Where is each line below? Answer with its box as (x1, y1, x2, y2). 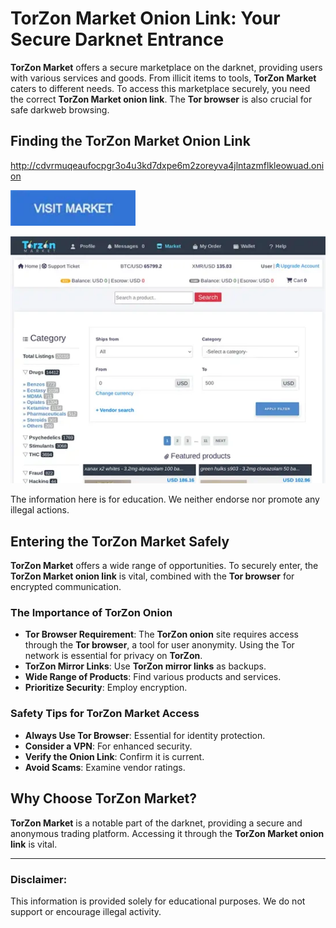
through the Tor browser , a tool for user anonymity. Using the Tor (24, 639, 295, 651)
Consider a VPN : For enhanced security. (24, 740, 193, 752)
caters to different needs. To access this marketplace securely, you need (10, 82, 311, 94)
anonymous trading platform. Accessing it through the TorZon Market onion (10, 827, 325, 839)
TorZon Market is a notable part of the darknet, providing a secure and (10, 817, 303, 829)
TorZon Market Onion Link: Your (10, 7, 281, 30)
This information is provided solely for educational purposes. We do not (10, 895, 306, 907)
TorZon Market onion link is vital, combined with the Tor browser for (10, 570, 295, 582)
